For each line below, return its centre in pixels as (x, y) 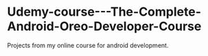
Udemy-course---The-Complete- (104, 12)
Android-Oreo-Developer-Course (104, 26)
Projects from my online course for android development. (88, 45)
